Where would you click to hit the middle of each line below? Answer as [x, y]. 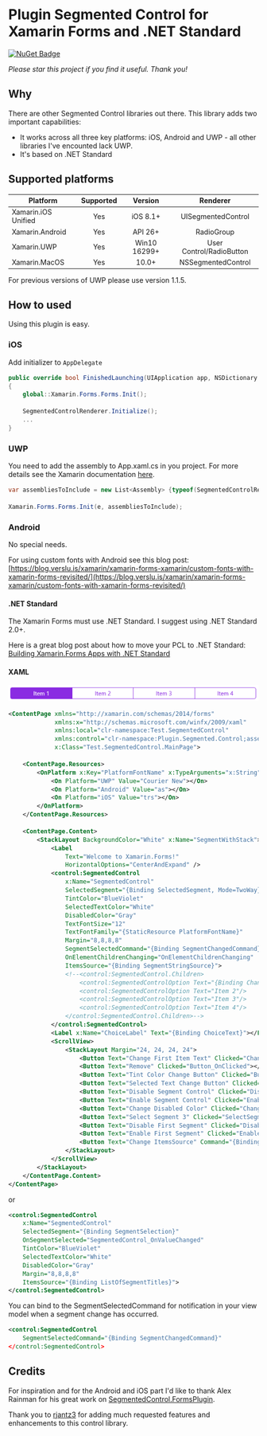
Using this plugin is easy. [49, 324]
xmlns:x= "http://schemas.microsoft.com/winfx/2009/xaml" [151, 722]
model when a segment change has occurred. [83, 1314]
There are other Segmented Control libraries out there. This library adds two [133, 113]
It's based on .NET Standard [66, 154]
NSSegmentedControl [215, 262]
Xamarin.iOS [32, 212]
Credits [27, 1371]
